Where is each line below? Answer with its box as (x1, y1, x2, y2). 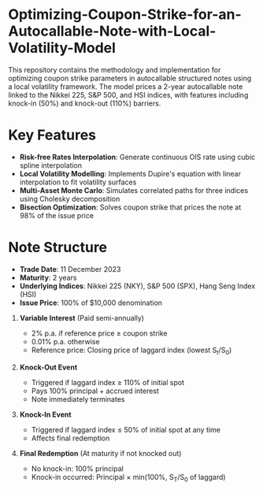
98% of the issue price (19, 210, 94, 220)
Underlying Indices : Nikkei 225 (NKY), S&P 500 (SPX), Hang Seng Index (19, 281, 256, 291)
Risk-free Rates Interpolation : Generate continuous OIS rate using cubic (19, 152, 256, 161)
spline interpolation (19, 160, 83, 170)
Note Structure (8, 239, 108, 257)
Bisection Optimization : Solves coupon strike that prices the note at (19, 202, 242, 212)
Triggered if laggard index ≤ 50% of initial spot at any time (31, 425, 220, 434)
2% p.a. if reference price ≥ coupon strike (31, 329, 168, 338)
